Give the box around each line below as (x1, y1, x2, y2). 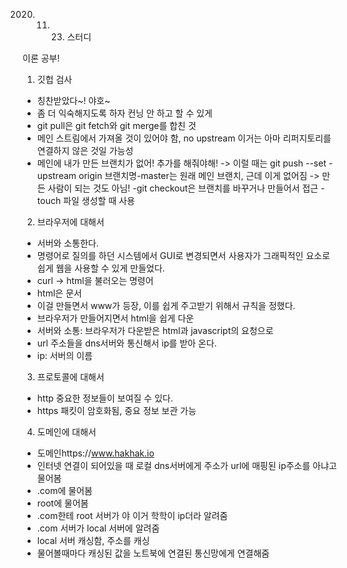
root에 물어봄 (36, 497, 89, 509)
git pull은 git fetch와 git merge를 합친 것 (36, 120, 197, 131)
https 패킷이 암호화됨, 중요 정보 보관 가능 (36, 405, 197, 416)
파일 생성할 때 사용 (63, 195, 135, 206)
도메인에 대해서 (36, 426, 97, 438)
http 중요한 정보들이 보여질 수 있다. (36, 392, 174, 404)
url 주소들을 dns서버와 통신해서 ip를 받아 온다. (36, 337, 217, 349)
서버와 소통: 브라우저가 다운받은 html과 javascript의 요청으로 (36, 325, 274, 336)
